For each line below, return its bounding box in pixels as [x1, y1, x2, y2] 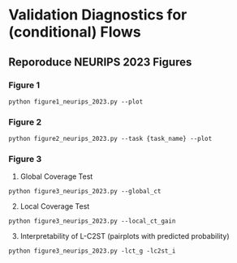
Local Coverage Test [19, 201, 90, 211]
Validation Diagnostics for [8, 6, 187, 24]
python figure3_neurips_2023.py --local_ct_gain [8, 217, 176, 226]
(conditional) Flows [8, 23, 141, 41]
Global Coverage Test [19, 172, 93, 181]
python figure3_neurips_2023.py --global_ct [8, 188, 162, 196]
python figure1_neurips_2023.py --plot [8, 97, 144, 106]
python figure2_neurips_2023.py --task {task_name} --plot [8, 135, 213, 143]
